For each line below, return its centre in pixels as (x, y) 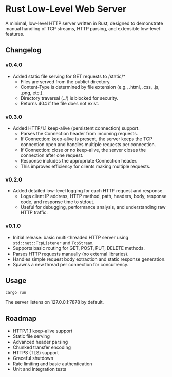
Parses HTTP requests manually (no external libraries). (71, 254)
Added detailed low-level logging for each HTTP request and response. (88, 191)
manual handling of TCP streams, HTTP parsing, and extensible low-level (83, 28)
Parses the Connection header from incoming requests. (79, 133)
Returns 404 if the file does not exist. (60, 103)
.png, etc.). (32, 93)
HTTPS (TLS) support (36, 353)
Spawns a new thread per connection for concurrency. (71, 264)
